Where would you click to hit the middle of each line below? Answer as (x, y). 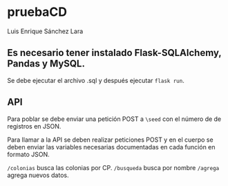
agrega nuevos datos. (38, 175)
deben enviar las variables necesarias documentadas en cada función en (111, 147)
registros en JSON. (34, 126)
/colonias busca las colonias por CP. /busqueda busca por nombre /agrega (113, 167)
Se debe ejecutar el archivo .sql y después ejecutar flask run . (96, 80)
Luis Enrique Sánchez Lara (45, 31)
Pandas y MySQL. (46, 64)
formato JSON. (28, 154)
